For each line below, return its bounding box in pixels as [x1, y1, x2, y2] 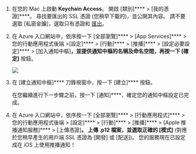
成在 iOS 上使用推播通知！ [11, 142, 76, 148]
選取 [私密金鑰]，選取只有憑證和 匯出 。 [11, 20, 108, 27]
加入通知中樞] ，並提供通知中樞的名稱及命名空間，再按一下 [37, 48, 181, 55]
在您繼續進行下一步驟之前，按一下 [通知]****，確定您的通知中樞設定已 [11, 92, 184, 98]
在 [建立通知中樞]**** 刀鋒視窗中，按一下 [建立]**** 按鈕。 [11, 79, 156, 86]
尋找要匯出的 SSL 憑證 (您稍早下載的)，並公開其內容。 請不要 [36, 12, 186, 20]
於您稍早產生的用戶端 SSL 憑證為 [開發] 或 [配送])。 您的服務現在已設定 [11, 134, 186, 141]
